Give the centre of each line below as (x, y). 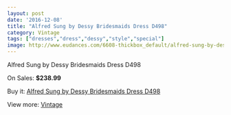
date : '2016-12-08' (35, 20)
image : (16, 45)
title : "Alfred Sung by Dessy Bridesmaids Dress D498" (87, 26)
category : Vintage (33, 33)
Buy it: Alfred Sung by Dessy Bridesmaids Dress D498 (84, 91)
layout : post (26, 13)
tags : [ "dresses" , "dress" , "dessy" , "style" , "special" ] (86, 39)
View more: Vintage (35, 104)
